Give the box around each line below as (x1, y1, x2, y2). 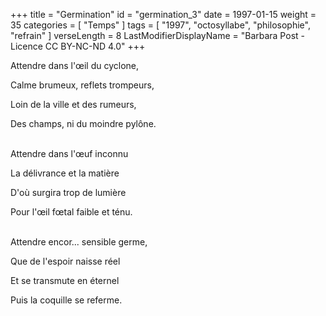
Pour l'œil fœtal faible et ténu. (10, 206, 133, 218)
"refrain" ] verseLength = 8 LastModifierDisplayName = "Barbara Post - (10, 30, 305, 41)
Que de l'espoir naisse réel (10, 255, 121, 267)
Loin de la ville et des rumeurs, (10, 99, 137, 110)
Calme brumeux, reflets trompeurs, (10, 79, 155, 91)
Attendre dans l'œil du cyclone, (10, 60, 140, 71)
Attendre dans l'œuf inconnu (10, 148, 129, 159)
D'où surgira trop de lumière (10, 187, 127, 198)
